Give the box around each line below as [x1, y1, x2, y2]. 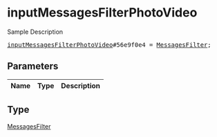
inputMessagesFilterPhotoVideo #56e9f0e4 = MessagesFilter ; [7, 41, 212, 49]
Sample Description [7, 28, 64, 36]
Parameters [7, 61, 59, 72]
